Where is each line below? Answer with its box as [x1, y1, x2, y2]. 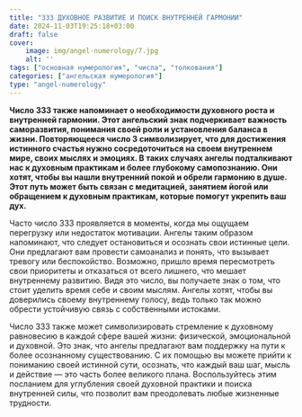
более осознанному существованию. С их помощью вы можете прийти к [9, 350, 292, 360]
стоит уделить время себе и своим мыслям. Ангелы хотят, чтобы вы [9, 284, 273, 295]
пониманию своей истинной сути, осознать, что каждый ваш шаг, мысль [9, 359, 290, 369]
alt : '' [25, 55, 54, 64]
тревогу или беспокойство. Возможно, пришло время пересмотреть [9, 255, 276, 266]
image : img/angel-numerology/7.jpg [25, 47, 159, 56]
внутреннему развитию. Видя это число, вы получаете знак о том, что [9, 275, 281, 286]
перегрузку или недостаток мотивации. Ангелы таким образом [9, 226, 253, 238]
